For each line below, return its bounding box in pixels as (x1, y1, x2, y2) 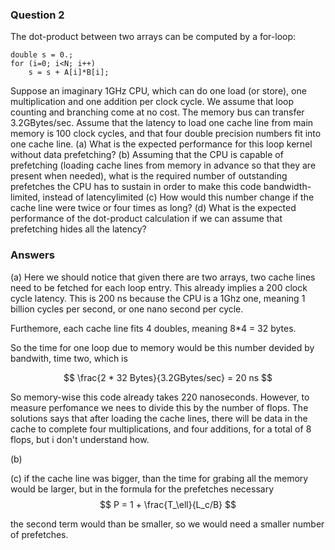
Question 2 (10, 8, 65, 22)
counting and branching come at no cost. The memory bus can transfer (10, 106, 305, 118)
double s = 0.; (10, 50, 74, 60)
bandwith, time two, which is (10, 352, 128, 364)
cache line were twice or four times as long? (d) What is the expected (10, 202, 297, 214)
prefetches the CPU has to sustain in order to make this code (10, 181, 262, 193)
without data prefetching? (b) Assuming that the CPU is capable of (10, 149, 284, 161)
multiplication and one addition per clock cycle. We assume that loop (10, 96, 295, 108)
